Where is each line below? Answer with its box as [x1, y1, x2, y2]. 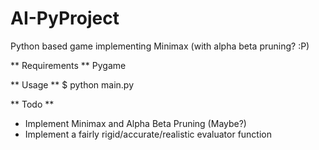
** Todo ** [10, 98, 55, 110]
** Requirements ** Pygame [10, 59, 127, 71]
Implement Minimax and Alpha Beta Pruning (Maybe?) [24, 117, 247, 129]
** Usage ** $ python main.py [10, 78, 135, 91]
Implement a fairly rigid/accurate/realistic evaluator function [24, 128, 273, 140]
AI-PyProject [10, 7, 120, 30]
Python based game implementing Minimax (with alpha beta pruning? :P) [10, 40, 310, 52]
